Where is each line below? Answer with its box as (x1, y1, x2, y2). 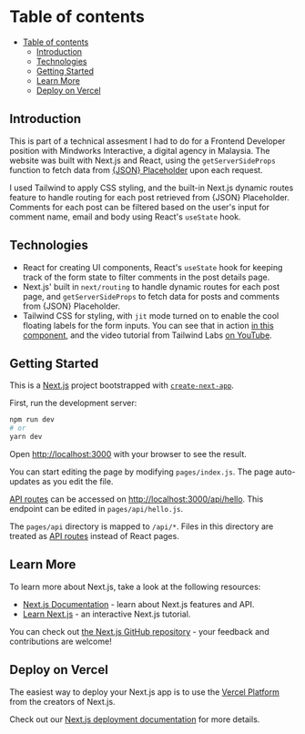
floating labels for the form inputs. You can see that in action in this (22, 320, 275, 331)
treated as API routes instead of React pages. (9, 531, 179, 541)
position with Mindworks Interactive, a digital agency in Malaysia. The (9, 145, 270, 156)
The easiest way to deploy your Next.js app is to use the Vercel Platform (9, 686, 280, 698)
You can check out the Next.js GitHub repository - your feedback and (9, 626, 270, 637)
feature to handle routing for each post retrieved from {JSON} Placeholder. (9, 191, 290, 202)
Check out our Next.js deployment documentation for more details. (9, 713, 260, 725)
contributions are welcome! (9, 636, 112, 647)
